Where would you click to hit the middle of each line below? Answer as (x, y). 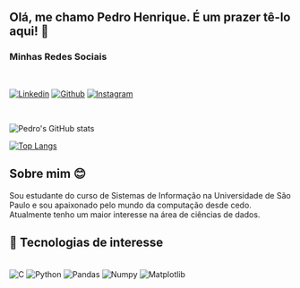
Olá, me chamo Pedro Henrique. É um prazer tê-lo (150, 17)
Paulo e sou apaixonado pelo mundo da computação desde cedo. (131, 205)
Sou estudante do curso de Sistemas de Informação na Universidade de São (150, 195)
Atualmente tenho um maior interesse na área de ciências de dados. (135, 214)
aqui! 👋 (29, 32)
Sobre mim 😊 (48, 174)
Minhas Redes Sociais (58, 57)
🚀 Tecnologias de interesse (86, 242)
